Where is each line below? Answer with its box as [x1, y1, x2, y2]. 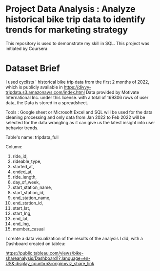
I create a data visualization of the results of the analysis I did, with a [5, 235, 143, 241]
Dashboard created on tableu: [5, 241, 66, 247]
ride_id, [12, 153, 28, 159]
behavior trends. [5, 125, 39, 131]
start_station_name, [12, 184, 53, 190]
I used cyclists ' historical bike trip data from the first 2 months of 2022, [5, 79, 149, 85]
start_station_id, [12, 189, 45, 195]
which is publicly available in [5, 84, 63, 90]
